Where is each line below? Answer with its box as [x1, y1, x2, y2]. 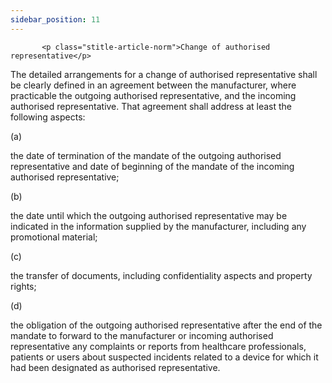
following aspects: [10, 111, 86, 123]
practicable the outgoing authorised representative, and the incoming [10, 89, 297, 101]
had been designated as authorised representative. [10, 361, 221, 373]
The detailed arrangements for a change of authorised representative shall [10, 68, 318, 80]
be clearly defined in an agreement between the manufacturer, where [10, 79, 297, 91]
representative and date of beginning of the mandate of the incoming [10, 160, 295, 172]
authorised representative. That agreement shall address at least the [10, 100, 293, 112]
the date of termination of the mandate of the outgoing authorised [10, 149, 282, 161]
